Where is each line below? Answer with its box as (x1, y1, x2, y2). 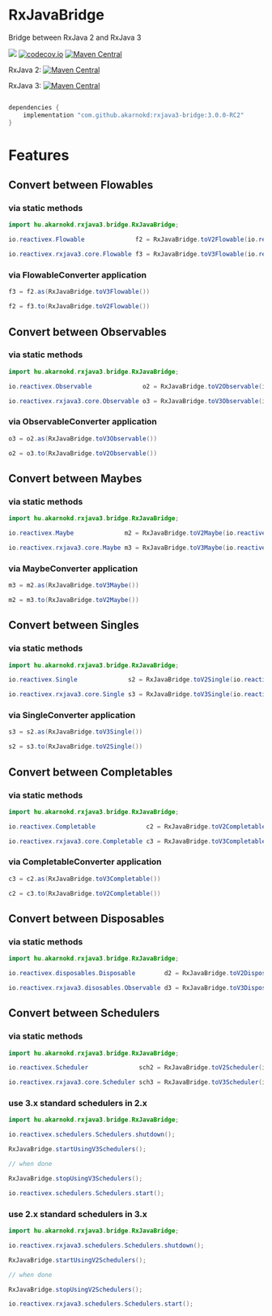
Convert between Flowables (8, 178, 154, 192)
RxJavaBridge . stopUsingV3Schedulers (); (8, 1174, 143, 1182)
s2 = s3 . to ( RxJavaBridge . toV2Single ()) (8, 742, 143, 751)
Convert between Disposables (8, 911, 164, 926)
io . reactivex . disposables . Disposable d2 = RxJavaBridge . (8, 970, 230, 978)
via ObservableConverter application (8, 416, 158, 428)
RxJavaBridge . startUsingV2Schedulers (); (8, 1256, 147, 1264)
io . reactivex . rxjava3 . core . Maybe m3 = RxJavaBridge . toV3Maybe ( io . (8, 544, 237, 552)
